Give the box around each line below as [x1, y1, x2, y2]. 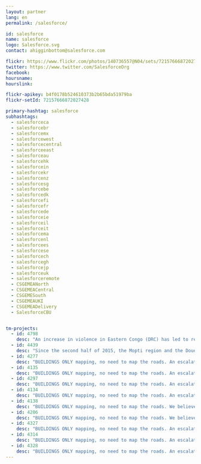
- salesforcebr [11, 124, 49, 131]
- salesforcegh [11, 259, 49, 265]
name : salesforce [5, 37, 49, 43]
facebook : [5, 70, 31, 76]
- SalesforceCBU [11, 309, 52, 316]
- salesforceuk [11, 270, 49, 276]
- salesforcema [11, 231, 49, 237]
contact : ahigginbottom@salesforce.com [5, 47, 106, 54]
